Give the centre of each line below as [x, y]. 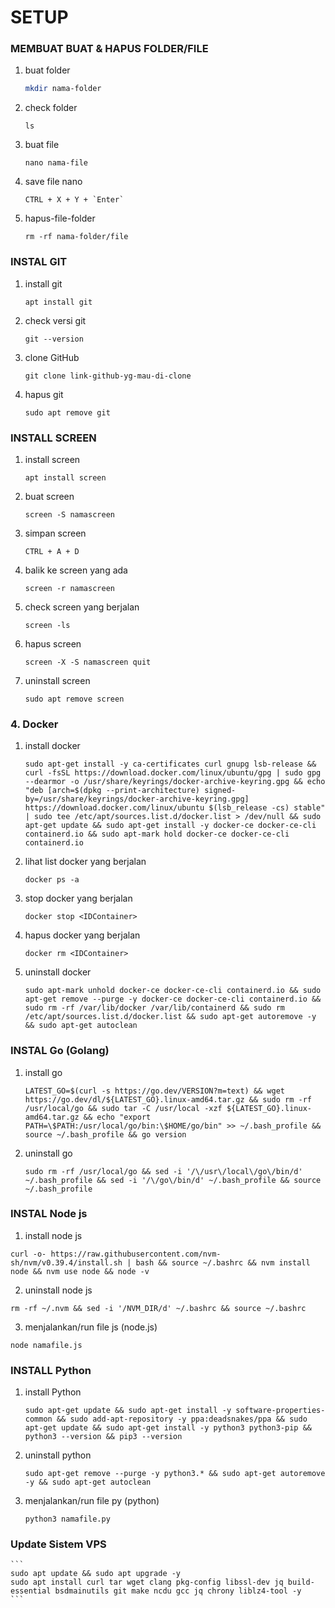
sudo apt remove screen [74, 699]
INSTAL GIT [39, 262]
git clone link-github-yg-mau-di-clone [108, 376]
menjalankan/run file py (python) [92, 1501]
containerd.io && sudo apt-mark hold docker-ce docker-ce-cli [157, 834]
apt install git [58, 302]
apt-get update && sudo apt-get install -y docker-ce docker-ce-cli [170, 826]
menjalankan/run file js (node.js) [91, 1327]
